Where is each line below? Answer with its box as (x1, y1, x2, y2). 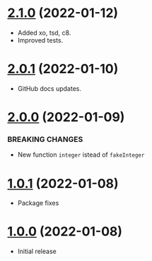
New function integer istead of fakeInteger (17, 150, 145, 159)
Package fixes (17, 199, 59, 207)
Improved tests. (17, 35, 64, 44)
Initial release (17, 247, 57, 256)
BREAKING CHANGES (7, 134, 83, 144)
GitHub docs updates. (17, 84, 82, 93)
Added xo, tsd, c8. (17, 28, 71, 37)
